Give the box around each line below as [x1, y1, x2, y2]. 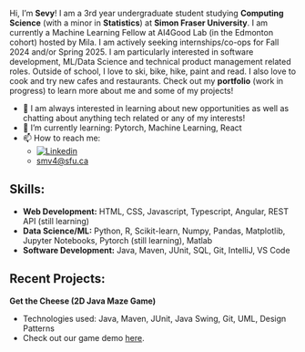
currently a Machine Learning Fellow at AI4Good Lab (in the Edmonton [9, 27, 274, 37]
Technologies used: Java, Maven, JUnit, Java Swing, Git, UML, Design [22, 313, 287, 324]
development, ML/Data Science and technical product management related [9, 57, 291, 67]
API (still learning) [22, 215, 89, 226]
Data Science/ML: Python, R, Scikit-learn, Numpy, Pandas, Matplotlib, [22, 225, 286, 236]
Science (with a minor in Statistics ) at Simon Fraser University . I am [9, 17, 269, 28]
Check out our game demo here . [22, 332, 145, 343]
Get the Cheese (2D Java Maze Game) [9, 295, 157, 306]
